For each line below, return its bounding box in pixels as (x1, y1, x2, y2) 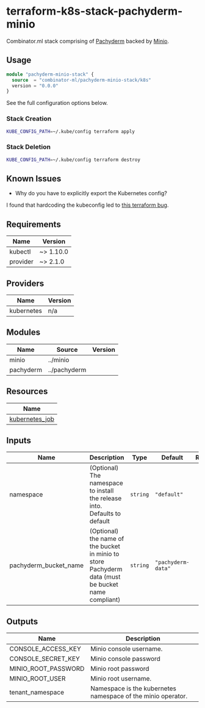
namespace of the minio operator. (90, 692, 188, 701)
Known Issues (6, 173, 62, 184)
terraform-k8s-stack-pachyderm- (6, 4, 183, 18)
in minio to (89, 550, 120, 559)
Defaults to (89, 509, 121, 518)
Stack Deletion (6, 143, 51, 151)
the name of (89, 535, 124, 543)
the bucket (89, 542, 120, 551)
